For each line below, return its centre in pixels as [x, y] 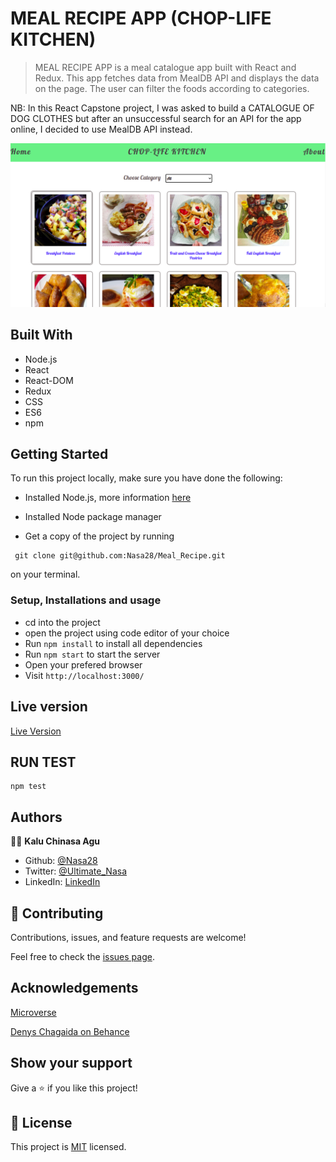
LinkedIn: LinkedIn [62, 882]
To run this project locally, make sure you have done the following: [146, 478]
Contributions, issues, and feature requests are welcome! [128, 937]
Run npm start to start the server [92, 654]
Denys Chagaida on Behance [70, 1031]
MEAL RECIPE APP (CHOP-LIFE [141, 18]
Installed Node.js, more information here [108, 498]
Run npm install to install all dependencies [113, 643]
